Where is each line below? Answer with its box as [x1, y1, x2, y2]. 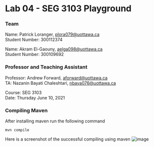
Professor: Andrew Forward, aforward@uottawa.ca [5, 74, 108, 81]
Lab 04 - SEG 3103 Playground [5, 3, 132, 14]
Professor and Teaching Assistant [5, 64, 88, 71]
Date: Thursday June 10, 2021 [5, 95, 65, 100]
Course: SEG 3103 [5, 89, 42, 96]
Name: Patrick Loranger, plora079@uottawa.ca [5, 31, 100, 37]
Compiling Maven [5, 107, 48, 114]
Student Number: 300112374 [5, 37, 63, 43]
